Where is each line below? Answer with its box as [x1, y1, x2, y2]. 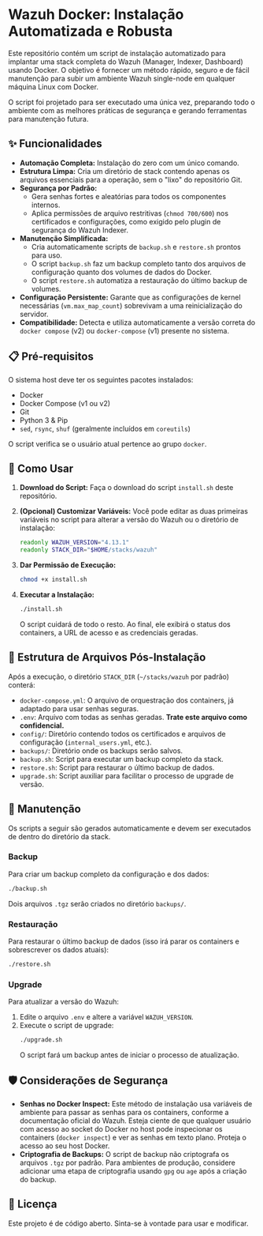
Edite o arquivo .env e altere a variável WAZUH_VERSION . [19, 1012, 194, 1022]
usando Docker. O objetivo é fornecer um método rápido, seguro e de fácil [8, 65, 250, 74]
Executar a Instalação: [19, 590, 94, 599]
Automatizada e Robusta [8, 22, 173, 40]
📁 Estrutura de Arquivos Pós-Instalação [8, 650, 206, 665]
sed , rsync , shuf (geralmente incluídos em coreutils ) [19, 424, 191, 433]
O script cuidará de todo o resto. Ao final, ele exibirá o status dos [19, 619, 231, 629]
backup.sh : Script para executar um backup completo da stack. [19, 754, 224, 763]
